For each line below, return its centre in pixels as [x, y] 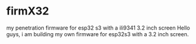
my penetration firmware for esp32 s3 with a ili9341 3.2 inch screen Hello [98, 28]
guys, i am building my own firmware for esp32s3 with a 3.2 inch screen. [98, 34]
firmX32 [28, 11]
